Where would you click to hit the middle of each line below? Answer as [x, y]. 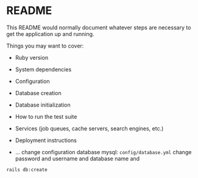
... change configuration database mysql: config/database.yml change [103, 152]
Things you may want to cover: [45, 46]
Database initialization [43, 105]
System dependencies [43, 69]
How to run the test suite [46, 116]
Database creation [38, 93]
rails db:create [27, 169]
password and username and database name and [77, 158]
